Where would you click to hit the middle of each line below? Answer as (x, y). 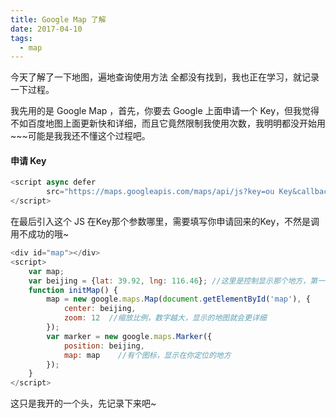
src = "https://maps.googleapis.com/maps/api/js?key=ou (160, 192)
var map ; (46, 271)
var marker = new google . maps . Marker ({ (129, 336)
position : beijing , (104, 346)
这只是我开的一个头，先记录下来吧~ (83, 403)
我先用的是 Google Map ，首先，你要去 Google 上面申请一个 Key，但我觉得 (165, 111)
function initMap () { (73, 290)
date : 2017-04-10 (46, 29)
